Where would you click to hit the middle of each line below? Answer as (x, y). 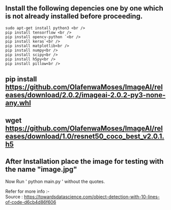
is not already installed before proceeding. (74, 17)
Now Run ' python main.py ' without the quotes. (55, 182)
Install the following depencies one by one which (84, 8)
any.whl (18, 103)
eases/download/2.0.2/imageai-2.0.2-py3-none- (85, 95)
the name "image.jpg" (41, 169)
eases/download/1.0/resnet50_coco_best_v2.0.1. (85, 136)
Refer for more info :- (27, 191)
